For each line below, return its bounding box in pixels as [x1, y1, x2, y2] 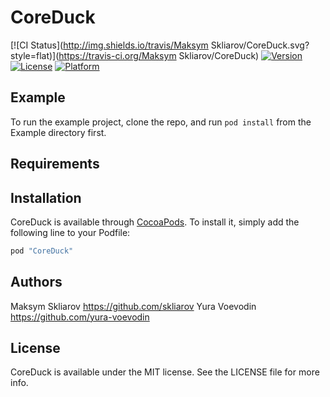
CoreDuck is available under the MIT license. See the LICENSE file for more [10, 366, 320, 378]
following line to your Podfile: [10, 226, 131, 238]
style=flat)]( [10, 49, 60, 61]
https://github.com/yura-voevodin [10, 311, 150, 323]
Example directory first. [10, 126, 107, 138]
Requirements [10, 156, 100, 173]
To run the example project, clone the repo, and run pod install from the [10, 116, 312, 128]
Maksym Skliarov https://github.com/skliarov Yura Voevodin [10, 300, 257, 312]
